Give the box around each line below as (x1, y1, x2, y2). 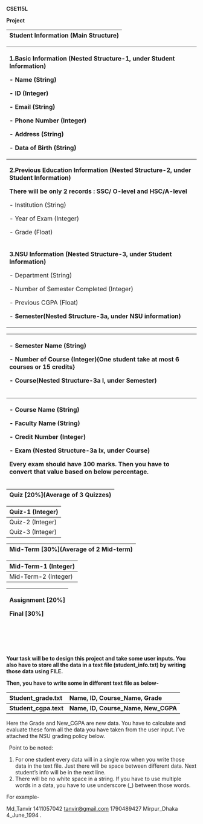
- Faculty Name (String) (9, 419, 80, 427)
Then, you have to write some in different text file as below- (6, 679, 159, 687)
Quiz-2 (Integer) (9, 518, 57, 526)
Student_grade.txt (9, 694, 63, 702)
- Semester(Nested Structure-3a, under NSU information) (9, 312, 181, 320)
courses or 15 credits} (9, 363, 76, 371)
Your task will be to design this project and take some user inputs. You (6, 655, 186, 662)
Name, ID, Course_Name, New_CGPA (69, 704, 177, 712)
